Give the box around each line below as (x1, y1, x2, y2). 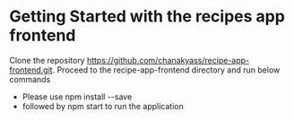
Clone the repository (9, 55, 85, 65)
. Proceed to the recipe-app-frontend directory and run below (52, 64, 281, 75)
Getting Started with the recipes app (9, 6, 285, 27)
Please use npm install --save (22, 91, 133, 102)
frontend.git (9, 64, 53, 75)
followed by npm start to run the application (22, 100, 184, 111)
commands (9, 73, 51, 84)
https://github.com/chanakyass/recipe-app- (86, 55, 250, 65)
